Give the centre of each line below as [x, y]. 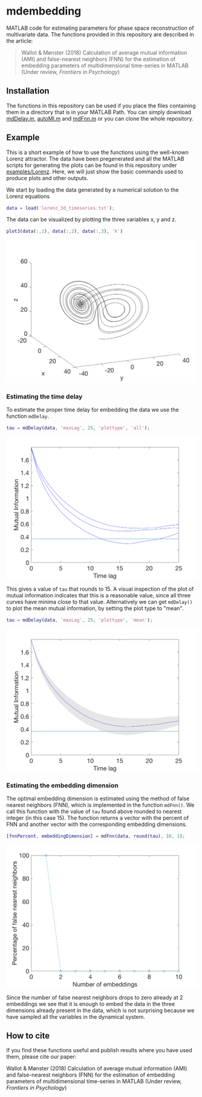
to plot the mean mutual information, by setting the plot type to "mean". [95, 608]
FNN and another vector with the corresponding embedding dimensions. [97, 824]
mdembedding [44, 11]
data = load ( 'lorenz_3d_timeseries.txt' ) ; [60, 208]
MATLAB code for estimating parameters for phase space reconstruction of [100, 28]
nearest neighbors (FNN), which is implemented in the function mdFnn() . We [100, 805]
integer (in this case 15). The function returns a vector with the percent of [98, 818]
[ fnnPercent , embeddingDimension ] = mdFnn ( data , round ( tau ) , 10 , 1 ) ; [96, 836]
